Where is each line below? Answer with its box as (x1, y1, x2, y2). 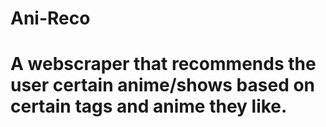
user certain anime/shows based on (10, 74, 316, 97)
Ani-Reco (10, 7, 91, 30)
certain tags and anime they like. (10, 95, 288, 118)
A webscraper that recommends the (10, 53, 317, 76)
